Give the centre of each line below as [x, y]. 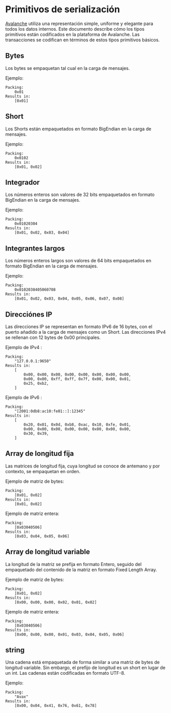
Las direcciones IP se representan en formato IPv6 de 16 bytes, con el [79, 327]
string [15, 650]
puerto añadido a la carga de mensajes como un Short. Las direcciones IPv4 [86, 332]
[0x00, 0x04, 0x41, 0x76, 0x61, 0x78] [56, 706]
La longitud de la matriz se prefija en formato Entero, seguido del [74, 564]
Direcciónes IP [29, 314]
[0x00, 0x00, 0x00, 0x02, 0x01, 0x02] [56, 602]
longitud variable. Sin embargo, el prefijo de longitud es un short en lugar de [86, 668]
